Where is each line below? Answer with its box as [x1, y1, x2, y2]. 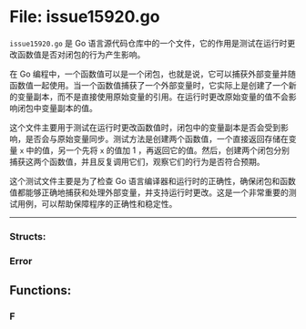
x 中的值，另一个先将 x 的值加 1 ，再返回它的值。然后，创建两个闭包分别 [19, 144, 290, 156]
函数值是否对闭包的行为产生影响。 [16, 48, 146, 60]
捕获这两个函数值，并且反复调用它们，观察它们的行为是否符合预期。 [9, 156, 265, 167]
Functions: [9, 283, 72, 298]
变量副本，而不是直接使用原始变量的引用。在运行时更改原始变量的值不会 [16, 91, 289, 102]
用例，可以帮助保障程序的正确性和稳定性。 [16, 198, 178, 209]
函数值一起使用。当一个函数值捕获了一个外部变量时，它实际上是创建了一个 [9, 79, 289, 90]
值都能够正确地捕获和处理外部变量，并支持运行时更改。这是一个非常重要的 [9, 187, 289, 198]
